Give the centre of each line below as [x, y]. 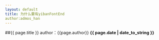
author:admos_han [23, 18]
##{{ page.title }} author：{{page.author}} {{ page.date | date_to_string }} [80, 33]
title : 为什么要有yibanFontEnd [35, 14]
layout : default [21, 9]
